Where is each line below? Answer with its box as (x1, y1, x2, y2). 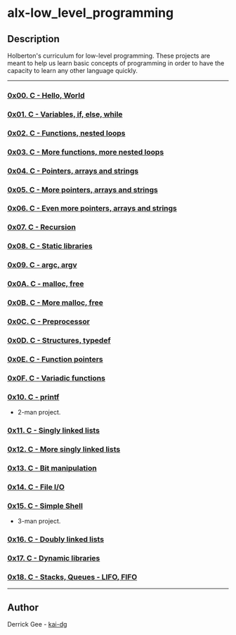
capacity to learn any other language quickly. (7, 67, 138, 74)
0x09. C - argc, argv (7, 260, 77, 270)
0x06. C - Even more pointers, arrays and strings (7, 204, 178, 214)
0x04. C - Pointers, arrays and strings (7, 166, 139, 176)
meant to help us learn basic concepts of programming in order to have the (7, 59, 225, 67)
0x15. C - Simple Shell (7, 501, 83, 511)
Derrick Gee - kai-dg (7, 620, 67, 628)
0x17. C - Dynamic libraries (7, 553, 100, 563)
